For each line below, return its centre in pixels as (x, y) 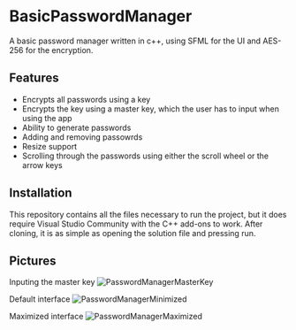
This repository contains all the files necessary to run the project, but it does (148, 214)
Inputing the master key (52, 282)
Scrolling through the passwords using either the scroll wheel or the (145, 156)
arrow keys (42, 165)
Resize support (49, 146)
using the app (47, 118)
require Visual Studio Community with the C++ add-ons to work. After (136, 224)
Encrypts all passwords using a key (86, 99)
